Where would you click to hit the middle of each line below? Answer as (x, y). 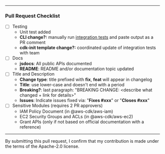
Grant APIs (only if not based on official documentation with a (82, 122)
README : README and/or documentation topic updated (77, 69)
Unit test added (35, 32)
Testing (20, 26)
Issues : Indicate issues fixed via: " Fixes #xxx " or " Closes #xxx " (84, 101)
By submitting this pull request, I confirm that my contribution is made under (82, 141)
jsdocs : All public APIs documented (56, 64)
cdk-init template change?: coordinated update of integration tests (88, 48)
